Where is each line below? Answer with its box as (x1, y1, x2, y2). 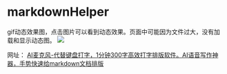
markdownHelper (7, 4, 109, 20)
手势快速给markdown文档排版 (19, 59, 104, 67)
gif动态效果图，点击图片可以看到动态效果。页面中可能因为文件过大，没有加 (7, 27, 221, 36)
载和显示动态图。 (7, 36, 56, 45)
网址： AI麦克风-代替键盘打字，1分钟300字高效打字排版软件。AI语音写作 (7, 51, 213, 59)
